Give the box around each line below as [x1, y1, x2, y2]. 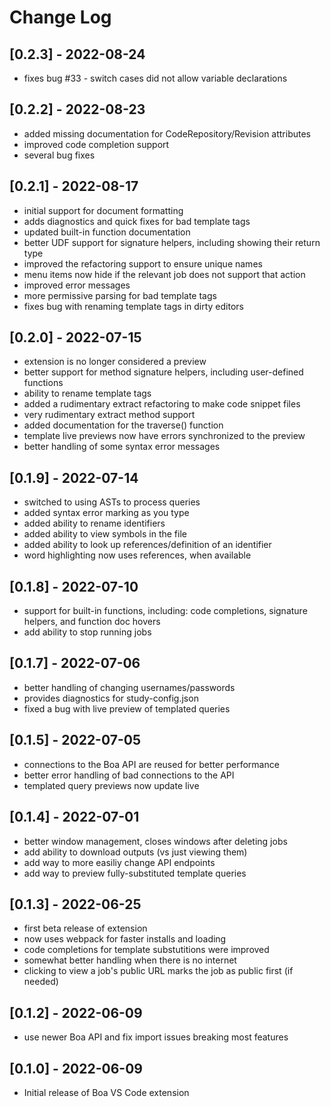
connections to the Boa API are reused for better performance [23, 758, 280, 770]
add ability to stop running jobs [23, 626, 152, 638]
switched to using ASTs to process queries [23, 496, 201, 508]
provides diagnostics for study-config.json [23, 692, 199, 704]
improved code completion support [23, 138, 170, 150]
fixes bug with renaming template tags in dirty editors [23, 300, 244, 312]
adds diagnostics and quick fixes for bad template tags [23, 215, 251, 227]
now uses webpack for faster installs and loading [23, 933, 227, 945]
